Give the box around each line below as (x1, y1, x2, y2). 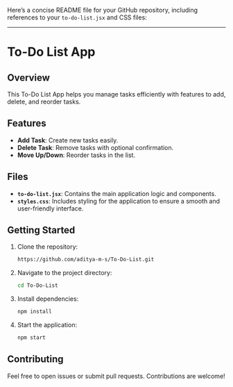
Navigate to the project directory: (17, 269, 112, 277)
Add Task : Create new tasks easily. (17, 135, 119, 145)
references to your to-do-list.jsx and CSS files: (7, 13, 147, 22)
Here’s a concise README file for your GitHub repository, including (7, 6, 198, 14)
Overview (7, 72, 51, 83)
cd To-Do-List (17, 282, 58, 289)
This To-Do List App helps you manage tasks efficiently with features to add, (7, 90, 226, 98)
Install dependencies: (17, 295, 79, 303)
